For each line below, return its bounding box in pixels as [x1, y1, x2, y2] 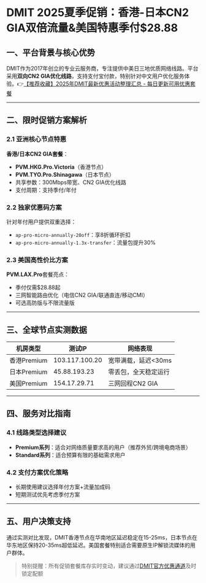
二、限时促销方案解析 [6, 115, 87, 126]
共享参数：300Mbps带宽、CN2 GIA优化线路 [15, 179, 127, 186]
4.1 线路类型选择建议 [6, 428, 67, 437]
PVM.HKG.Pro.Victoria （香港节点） [15, 163, 107, 171]
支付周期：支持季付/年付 [15, 186, 77, 193]
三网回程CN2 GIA [108, 379, 158, 388]
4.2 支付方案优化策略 [6, 468, 69, 476]
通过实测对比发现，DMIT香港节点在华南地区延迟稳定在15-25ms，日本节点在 [6, 533, 198, 541]
